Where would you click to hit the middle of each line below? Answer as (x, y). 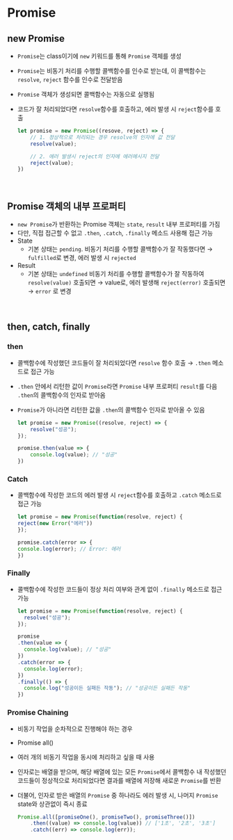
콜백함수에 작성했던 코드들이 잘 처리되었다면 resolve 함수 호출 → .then (114, 362)
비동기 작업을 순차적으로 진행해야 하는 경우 (75, 729)
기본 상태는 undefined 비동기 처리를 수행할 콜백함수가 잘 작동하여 (116, 274)
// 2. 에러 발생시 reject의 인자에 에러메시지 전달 (95, 156)
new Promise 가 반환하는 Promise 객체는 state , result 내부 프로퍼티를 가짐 (119, 225)
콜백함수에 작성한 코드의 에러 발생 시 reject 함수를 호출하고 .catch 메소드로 (119, 495)
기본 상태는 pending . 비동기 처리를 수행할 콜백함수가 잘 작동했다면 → (120, 249)
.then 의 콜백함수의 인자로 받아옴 (61, 395)
